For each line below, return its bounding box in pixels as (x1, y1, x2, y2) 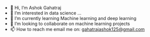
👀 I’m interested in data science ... (10, 10, 82, 16)
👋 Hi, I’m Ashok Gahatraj (10, 5, 61, 10)
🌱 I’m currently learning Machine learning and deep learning (10, 15, 137, 21)
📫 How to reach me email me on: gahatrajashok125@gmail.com (10, 26, 145, 32)
